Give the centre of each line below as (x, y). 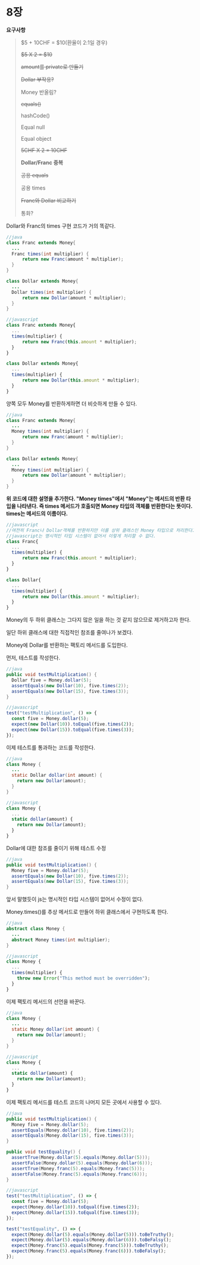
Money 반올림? (38, 92)
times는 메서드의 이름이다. (37, 514)
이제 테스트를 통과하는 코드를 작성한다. (51, 747)
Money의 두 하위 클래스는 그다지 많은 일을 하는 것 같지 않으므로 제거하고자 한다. (99, 620)
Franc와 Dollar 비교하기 (48, 200)
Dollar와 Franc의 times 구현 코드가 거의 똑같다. (61, 226)
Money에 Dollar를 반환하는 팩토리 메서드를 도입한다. (67, 645)
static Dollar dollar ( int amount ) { (57, 776)
